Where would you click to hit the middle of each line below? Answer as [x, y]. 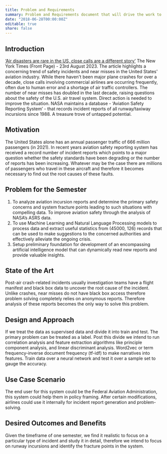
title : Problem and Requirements [40, 10]
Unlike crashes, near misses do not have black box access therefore [75, 293]
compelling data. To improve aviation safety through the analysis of [81, 212]
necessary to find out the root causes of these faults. [60, 174]
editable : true [21, 24]
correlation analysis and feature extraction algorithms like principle [74, 343]
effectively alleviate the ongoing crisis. [52, 239]
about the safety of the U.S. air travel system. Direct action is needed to [79, 98]
